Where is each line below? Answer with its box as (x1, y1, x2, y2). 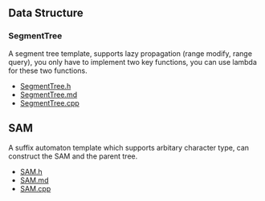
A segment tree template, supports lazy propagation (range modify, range (8, 48, 253, 58)
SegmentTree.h (19, 81, 71, 90)
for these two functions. (8, 66, 88, 75)
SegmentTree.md (19, 90, 78, 99)
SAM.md (19, 175, 49, 185)
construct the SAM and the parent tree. (8, 151, 138, 161)
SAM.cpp (19, 183, 51, 193)
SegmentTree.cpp (19, 98, 80, 107)
